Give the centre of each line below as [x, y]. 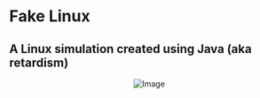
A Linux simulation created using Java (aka [130, 49]
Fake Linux [50, 16]
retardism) [39, 62]
